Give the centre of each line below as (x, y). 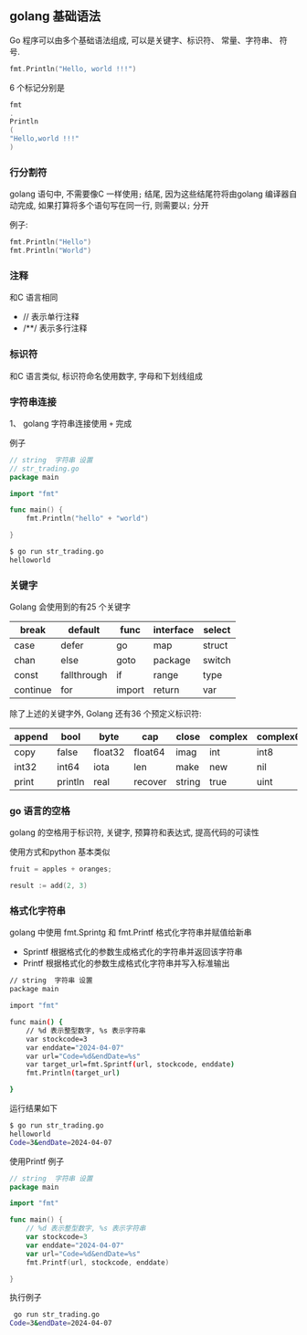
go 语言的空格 (40, 811)
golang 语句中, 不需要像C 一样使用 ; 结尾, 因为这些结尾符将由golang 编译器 (149, 194)
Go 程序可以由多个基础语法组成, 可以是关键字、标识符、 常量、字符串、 (143, 40)
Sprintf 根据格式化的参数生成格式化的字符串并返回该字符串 (132, 952)
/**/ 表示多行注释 (55, 328)
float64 (149, 752)
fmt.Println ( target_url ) (73, 1073)
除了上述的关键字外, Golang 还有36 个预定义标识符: (106, 714)
